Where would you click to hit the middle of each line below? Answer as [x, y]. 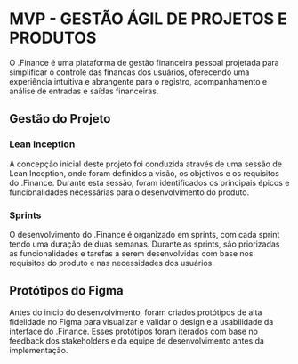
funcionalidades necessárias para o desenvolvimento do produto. [129, 192]
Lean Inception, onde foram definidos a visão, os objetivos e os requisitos [145, 173]
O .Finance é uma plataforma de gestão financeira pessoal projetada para [144, 62]
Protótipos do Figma [66, 291]
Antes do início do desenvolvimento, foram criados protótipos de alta [136, 312]
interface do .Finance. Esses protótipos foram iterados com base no [133, 331]
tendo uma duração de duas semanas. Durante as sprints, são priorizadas [145, 244]
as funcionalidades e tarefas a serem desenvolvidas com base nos [131, 253]
